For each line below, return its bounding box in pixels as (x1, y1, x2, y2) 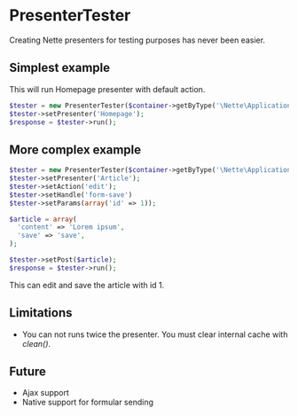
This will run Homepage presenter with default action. (9, 83, 206, 94)
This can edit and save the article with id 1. (9, 279, 165, 290)
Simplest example (9, 60, 111, 75)
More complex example (9, 142, 142, 157)
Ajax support (21, 388, 69, 398)
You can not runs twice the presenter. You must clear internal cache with (21, 329, 288, 340)
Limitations (9, 305, 73, 320)
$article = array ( (9, 215, 77, 224)
